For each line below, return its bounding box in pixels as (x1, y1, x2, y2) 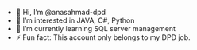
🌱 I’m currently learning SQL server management (15, 24, 176, 33)
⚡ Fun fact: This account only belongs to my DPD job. (15, 33, 191, 42)
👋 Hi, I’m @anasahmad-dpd (15, 8, 106, 16)
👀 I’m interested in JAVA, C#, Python (15, 16, 135, 25)
